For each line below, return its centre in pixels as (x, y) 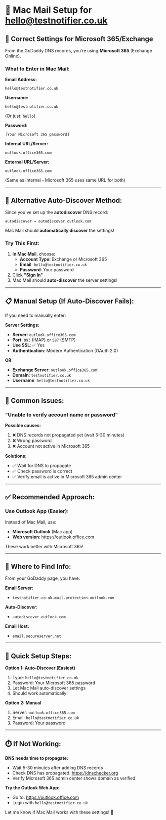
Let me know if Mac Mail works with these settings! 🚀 (59, 812)
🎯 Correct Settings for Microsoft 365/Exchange (79, 39)
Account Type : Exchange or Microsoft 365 (63, 259)
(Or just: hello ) (20, 116)
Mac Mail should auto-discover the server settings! (65, 280)
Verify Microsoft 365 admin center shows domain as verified (74, 778)
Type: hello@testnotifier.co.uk (45, 678)
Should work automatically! (40, 693)
